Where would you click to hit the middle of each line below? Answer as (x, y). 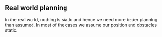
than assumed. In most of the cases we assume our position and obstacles (81, 25)
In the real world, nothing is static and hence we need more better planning (81, 19)
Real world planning (36, 8)
